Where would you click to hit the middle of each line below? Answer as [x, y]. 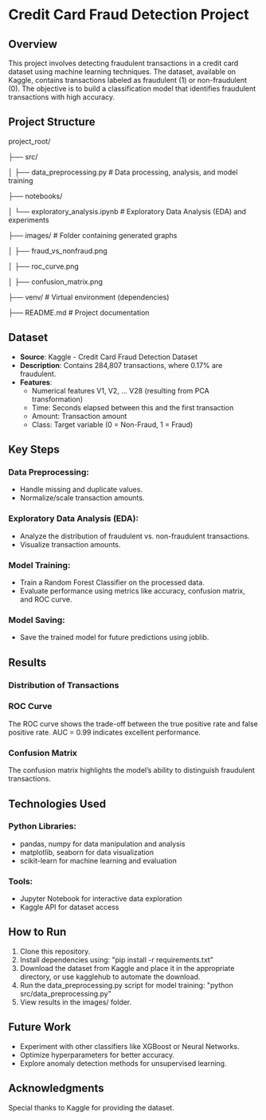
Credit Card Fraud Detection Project [129, 15]
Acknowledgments [57, 1089]
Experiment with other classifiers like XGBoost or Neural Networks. [129, 1046]
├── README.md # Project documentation [79, 312]
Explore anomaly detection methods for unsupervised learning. [123, 1063]
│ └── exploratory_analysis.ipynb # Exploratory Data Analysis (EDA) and [127, 211]
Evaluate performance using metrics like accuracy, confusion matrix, [132, 590]
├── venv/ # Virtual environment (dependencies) [89, 297]
